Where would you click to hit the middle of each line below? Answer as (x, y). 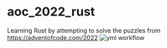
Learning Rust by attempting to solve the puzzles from (84, 30)
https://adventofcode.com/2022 (53, 37)
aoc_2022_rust (51, 12)
